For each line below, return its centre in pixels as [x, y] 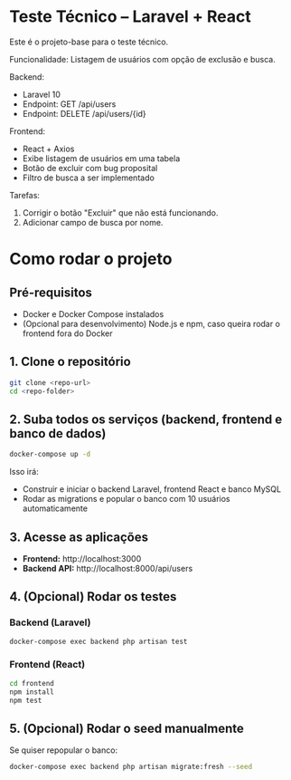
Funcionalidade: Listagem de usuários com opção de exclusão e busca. [142, 59]
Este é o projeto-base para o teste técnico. [89, 42]
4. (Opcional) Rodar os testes [93, 597]
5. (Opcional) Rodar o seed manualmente [127, 728]
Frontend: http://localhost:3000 [82, 559]
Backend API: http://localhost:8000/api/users [108, 568]
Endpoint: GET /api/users [69, 104]
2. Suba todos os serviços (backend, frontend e [146, 419]
